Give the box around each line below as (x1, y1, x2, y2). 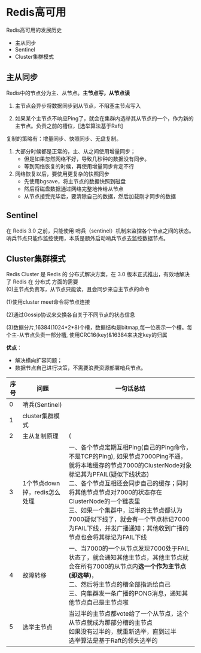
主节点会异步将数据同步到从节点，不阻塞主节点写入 (14, 102, 141, 109)
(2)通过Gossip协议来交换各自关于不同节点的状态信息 (6, 311, 136, 318)
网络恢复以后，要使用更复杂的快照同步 (14, 170, 109, 177)
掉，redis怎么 (22, 488, 61, 497)
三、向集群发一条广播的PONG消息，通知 (68, 589, 182, 598)
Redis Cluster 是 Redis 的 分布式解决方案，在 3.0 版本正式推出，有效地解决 (6, 271, 190, 278)
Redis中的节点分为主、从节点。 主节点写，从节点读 (6, 89, 130, 96)
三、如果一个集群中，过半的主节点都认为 (68, 506, 183, 515)
